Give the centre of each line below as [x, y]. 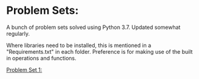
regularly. [18, 33]
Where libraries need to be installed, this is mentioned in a [79, 45]
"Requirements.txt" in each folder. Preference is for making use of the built [99, 51]
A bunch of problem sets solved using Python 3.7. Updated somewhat [93, 27]
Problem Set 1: [24, 69]
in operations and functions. [42, 58]
